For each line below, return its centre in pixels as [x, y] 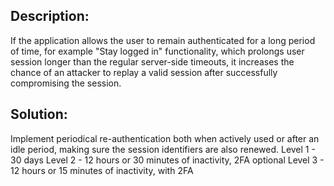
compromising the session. [66, 83]
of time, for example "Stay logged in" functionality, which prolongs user [157, 51]
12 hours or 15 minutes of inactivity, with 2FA [102, 170]
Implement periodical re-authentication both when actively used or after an [165, 138]
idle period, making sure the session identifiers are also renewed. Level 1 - [163, 149]
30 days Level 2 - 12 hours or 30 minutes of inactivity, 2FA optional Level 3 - [167, 160]
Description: [50, 16]
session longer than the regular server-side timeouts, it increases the [152, 61]
